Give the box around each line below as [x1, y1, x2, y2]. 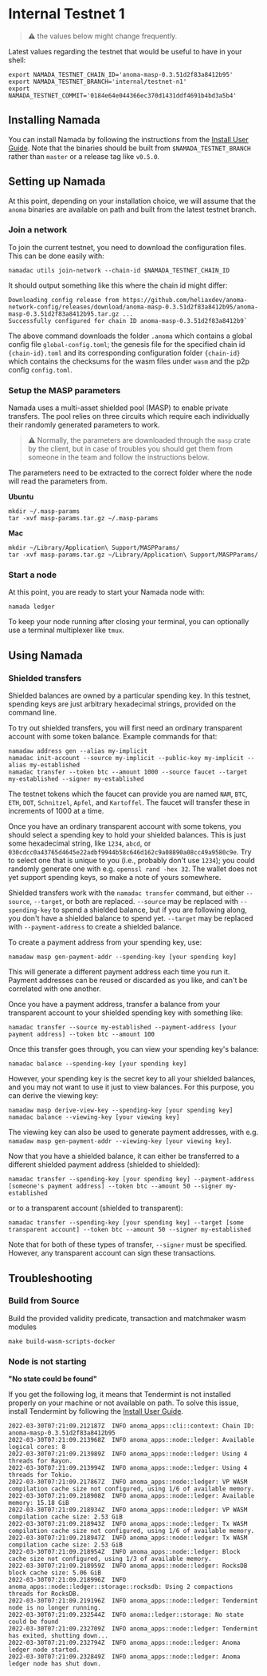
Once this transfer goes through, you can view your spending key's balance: [8, 1045, 259, 1054]
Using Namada [8, 648, 84, 662]
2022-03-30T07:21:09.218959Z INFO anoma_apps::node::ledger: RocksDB [8, 1562, 248, 1571]
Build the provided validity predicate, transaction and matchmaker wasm [8, 1313, 246, 1323]
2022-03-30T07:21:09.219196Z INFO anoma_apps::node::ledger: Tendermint [8, 1597, 259, 1605]
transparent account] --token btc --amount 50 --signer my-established [8, 1226, 251, 1234]
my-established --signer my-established [8, 775, 145, 783]
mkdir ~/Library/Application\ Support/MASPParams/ [8, 544, 180, 552]
